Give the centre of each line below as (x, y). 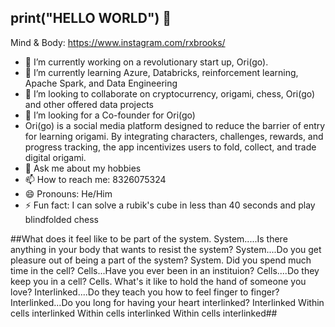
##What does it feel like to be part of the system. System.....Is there (149, 238)
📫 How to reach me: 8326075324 (95, 179)
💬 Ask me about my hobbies (83, 168)
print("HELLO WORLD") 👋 (91, 18)
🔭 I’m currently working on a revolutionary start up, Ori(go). (146, 62)
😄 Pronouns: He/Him (68, 193)
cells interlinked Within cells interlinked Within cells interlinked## (144, 313)
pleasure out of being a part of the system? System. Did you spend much (161, 260)
